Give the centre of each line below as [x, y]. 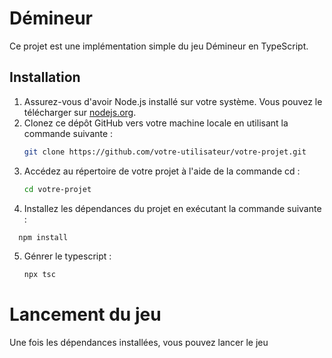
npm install [43, 237]
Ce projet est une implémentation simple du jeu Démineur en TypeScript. [159, 46]
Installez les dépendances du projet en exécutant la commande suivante [172, 208]
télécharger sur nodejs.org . [80, 112]
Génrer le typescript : [67, 256]
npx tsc [39, 275]
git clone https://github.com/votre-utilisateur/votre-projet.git [165, 152]
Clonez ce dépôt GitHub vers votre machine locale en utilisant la [156, 123]
